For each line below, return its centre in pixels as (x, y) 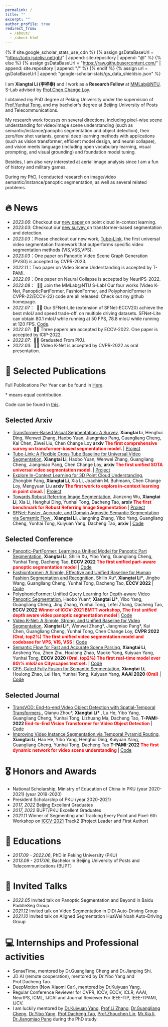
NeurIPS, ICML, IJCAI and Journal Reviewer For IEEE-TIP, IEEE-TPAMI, (85, 997)
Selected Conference (39, 539)
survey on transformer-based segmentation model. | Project (76, 448)
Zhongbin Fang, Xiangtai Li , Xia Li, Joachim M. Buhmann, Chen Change (87, 481)
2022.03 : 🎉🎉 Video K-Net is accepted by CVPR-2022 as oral (75, 345)
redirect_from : (21, 29)
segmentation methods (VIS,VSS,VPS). (53, 250)
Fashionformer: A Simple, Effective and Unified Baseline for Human (82, 573)
